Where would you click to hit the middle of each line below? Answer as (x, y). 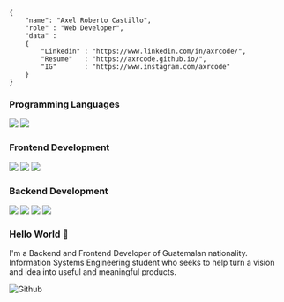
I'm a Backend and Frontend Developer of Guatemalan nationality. (129, 253)
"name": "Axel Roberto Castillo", (88, 20)
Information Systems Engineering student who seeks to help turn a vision (142, 263)
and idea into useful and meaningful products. (93, 272)
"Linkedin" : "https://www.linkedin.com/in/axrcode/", (144, 51)
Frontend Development (60, 147)
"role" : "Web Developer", (75, 28)
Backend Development (59, 191)
